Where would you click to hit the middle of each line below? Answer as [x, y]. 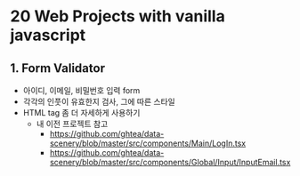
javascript [48, 35]
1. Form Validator [58, 68]
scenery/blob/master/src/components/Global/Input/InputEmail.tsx [170, 162]
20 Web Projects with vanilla [118, 16]
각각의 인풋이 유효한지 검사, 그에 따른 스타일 [99, 101]
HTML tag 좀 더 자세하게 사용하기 [81, 112]
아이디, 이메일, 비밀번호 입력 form [81, 90]
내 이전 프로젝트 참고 [72, 124]
